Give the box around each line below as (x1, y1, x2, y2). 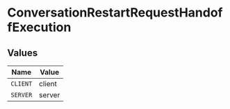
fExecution (7, 19, 72, 35)
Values (7, 47, 38, 59)
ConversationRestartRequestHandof (7, 5, 223, 21)
